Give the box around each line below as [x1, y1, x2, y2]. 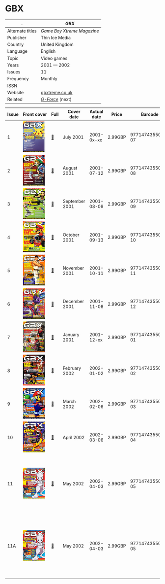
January [62, 332, 80, 338]
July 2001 [62, 134, 84, 140]
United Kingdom [41, 41, 74, 47]
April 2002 [62, 434, 85, 440]
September [62, 198, 85, 205]
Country [7, 41, 24, 47]
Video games [41, 55, 68, 61]
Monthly [41, 76, 57, 82]
